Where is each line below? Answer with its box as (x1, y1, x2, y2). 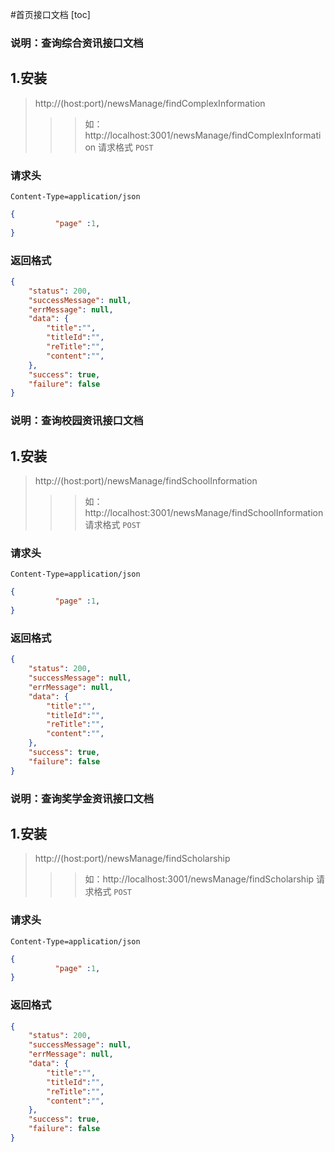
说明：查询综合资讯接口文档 (10, 36, 144, 50)
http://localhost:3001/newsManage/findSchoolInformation (84, 507, 324, 519)
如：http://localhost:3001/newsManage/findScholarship (84, 873, 315, 885)
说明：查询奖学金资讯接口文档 (10, 791, 155, 805)
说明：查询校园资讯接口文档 (10, 414, 144, 428)
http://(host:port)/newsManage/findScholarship (34, 853, 231, 865)
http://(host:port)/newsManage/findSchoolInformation (34, 475, 258, 487)
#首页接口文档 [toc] (10, 9, 91, 20)
